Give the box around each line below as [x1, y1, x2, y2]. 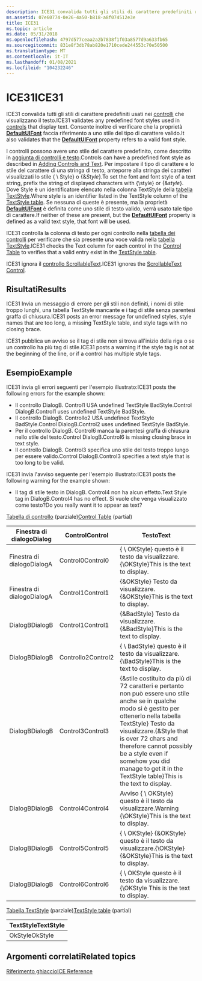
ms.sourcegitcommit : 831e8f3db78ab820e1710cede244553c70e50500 [6, 43, 168, 49]
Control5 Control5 [59, 844, 109, 852]
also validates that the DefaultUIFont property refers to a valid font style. [6, 136, 186, 143]
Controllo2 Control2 [59, 653, 114, 661]
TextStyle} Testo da [120, 719, 175, 727]
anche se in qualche [120, 697, 177, 705]
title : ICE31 [6, 20, 39, 26]
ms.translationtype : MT [6, 48, 66, 54]
